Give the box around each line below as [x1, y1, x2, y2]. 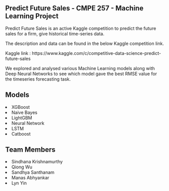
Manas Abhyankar [12, 175, 49, 181]
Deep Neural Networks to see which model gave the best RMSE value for [5, 71, 157, 77]
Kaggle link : [5, 50, 31, 56]
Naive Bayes [12, 109, 38, 115]
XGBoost [12, 104, 30, 110]
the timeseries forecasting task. [5, 76, 71, 82]
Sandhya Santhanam [12, 169, 54, 175]
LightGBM [12, 114, 33, 120]
